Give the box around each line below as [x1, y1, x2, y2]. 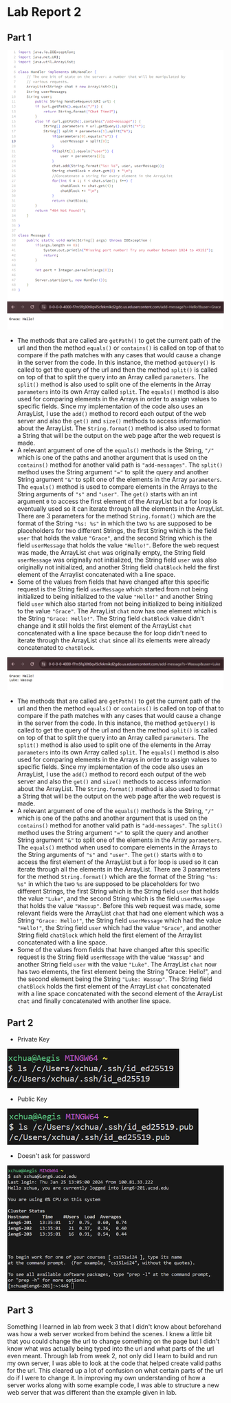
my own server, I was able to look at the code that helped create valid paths [7, 1359, 221, 1367]
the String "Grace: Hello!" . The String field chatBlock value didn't [16, 614, 204, 622]
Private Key [16, 1035, 50, 1044]
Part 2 [7, 1017, 34, 1028]
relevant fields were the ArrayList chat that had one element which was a [16, 909, 224, 918]
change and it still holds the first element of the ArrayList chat [16, 621, 192, 630]
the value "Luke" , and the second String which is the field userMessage [16, 894, 215, 903]
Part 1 [7, 32, 32, 43]
